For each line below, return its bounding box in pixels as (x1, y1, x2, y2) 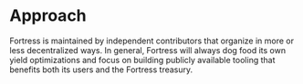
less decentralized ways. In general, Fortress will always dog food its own (9, 44, 286, 55)
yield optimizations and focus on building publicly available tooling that (9, 54, 276, 65)
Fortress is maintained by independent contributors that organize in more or (9, 35, 295, 46)
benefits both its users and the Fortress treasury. (9, 64, 193, 75)
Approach (9, 5, 87, 26)
